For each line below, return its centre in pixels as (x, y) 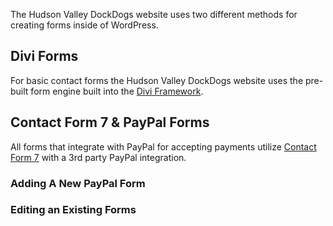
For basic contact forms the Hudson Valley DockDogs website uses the (157, 80)
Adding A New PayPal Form (78, 183)
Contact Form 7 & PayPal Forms (110, 122)
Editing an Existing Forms (73, 210)
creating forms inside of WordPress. (84, 25)
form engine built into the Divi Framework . (117, 91)
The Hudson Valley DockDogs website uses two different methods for (154, 14)
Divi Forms (44, 56)
